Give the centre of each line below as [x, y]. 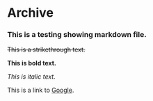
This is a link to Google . [41, 90]
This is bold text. [32, 63]
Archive [31, 13]
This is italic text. [31, 77]
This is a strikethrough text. [46, 49]
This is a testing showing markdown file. [77, 35]
